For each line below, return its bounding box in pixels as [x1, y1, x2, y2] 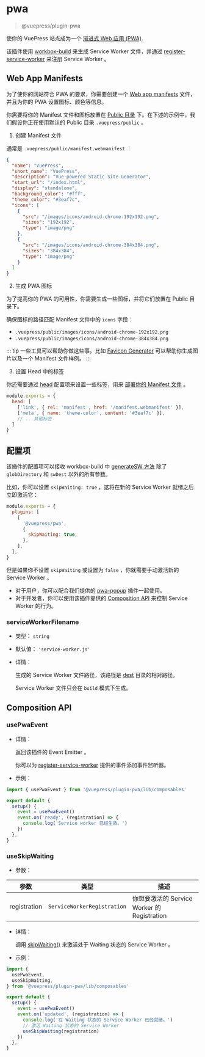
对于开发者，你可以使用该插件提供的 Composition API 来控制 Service [15, 594, 188, 602]
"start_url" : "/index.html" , [12, 180, 86, 186]
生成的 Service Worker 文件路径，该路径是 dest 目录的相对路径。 [15, 671, 179, 679]
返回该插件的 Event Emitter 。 [15, 748, 90, 756]
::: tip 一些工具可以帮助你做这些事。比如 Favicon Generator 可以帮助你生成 [6, 347, 193, 354]
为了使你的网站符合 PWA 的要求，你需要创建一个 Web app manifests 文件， [6, 90, 196, 98]
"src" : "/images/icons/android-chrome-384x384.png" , [22, 242, 160, 248]
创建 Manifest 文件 [15, 131, 62, 139]
